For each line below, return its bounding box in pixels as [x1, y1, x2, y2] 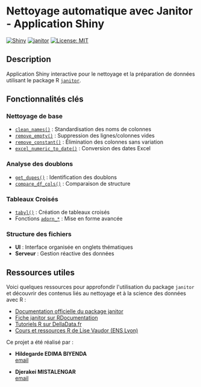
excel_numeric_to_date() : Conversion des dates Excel [14, 145, 151, 152]
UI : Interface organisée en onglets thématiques [14, 243, 134, 251]
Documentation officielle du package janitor [14, 308, 123, 315]
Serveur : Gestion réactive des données [14, 250, 114, 257]
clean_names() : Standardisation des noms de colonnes [14, 126, 152, 133]
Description [6, 54, 51, 64]
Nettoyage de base [6, 112, 63, 121]
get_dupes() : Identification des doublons [14, 173, 117, 181]
